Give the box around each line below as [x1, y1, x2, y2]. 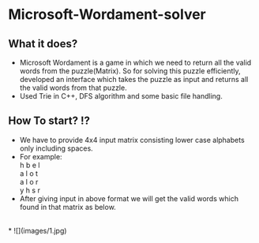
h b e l [19, 160, 41, 170]
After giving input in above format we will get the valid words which [19, 193, 239, 203]
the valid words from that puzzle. [19, 83, 128, 92]
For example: [19, 151, 62, 161]
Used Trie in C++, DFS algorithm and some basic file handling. [19, 92, 223, 100]
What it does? [8, 37, 78, 50]
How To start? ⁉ [8, 114, 91, 128]
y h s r [19, 185, 41, 195]
